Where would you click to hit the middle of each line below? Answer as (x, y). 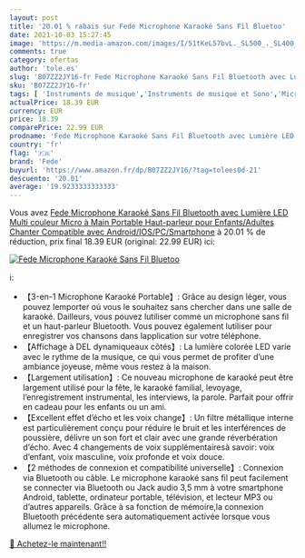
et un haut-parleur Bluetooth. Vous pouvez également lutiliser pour (147, 326)
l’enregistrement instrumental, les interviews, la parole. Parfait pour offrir (158, 397)
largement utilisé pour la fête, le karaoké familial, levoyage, (132, 388)
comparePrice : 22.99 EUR (56, 128)
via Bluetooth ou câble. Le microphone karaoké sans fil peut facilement (155, 478)
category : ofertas (44, 60)
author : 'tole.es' (44, 69)
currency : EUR (36, 111)
